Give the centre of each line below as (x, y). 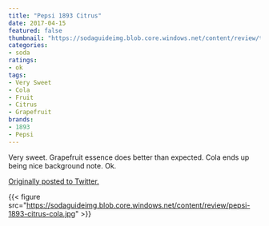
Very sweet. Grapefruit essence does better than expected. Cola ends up (129, 157)
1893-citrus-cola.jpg (42, 213)
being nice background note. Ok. (62, 165)
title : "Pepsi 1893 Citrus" (55, 16)
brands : (21, 120)
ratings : (23, 61)
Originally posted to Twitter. (54, 181)
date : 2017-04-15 (37, 23)
